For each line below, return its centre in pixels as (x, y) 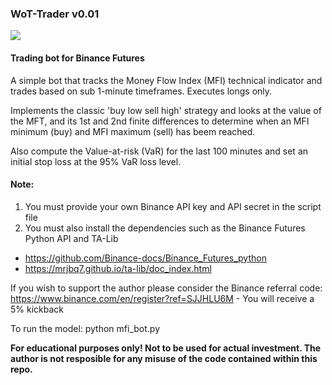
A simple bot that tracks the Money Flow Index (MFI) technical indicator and (166, 80)
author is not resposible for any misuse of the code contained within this (164, 358)
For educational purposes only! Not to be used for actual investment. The (166, 348)
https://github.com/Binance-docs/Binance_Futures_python (145, 258)
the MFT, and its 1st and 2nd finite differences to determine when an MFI (160, 121)
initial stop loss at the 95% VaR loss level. (96, 161)
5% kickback (37, 309)
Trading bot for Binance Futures (77, 58)
